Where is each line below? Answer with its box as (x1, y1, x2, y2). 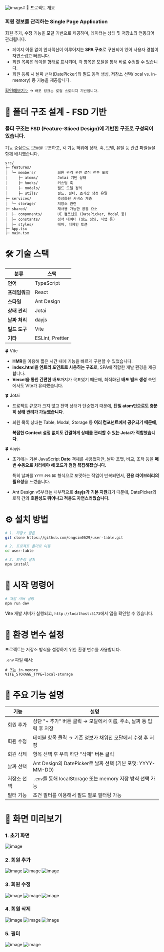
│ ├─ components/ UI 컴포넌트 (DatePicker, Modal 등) (5, 211, 127, 217)
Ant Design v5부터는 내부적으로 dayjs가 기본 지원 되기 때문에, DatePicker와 (12, 489, 157, 495)
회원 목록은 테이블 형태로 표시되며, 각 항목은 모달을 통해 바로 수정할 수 (12, 59, 145, 65)
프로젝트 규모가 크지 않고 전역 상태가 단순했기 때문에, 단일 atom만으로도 (12, 403, 149, 408)
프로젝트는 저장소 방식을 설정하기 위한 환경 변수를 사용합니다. (5, 646, 121, 652)
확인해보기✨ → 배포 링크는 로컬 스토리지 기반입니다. (5, 88, 99, 93)
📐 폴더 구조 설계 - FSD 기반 (5, 107, 107, 118)
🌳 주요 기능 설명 (5, 689, 64, 701)
